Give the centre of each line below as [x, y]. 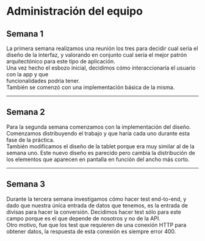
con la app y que [27, 74]
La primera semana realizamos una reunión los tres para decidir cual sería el [102, 48]
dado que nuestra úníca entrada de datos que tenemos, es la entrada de [97, 205]
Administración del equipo [75, 11]
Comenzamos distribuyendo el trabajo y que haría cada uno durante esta [98, 133]
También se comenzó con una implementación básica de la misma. [91, 87]
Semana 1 [25, 34]
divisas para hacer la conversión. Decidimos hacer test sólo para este [94, 212]
